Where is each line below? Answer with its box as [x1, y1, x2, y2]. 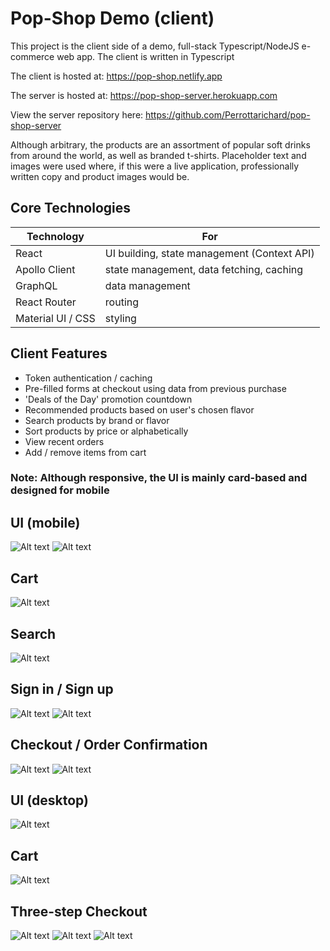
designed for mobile [10, 483, 110, 497]
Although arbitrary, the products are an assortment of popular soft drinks [10, 138, 311, 151]
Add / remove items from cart [24, 446, 147, 458]
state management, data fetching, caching [104, 262, 304, 276]
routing [104, 295, 140, 309]
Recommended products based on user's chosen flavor [24, 403, 255, 416]
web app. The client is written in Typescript [56, 50, 235, 62]
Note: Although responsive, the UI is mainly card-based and [10, 471, 308, 485]
